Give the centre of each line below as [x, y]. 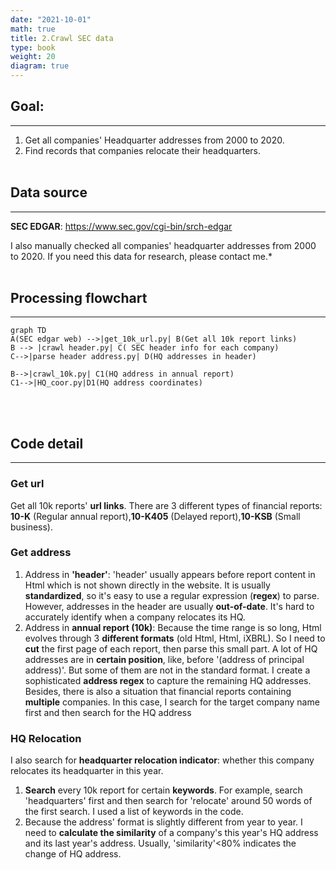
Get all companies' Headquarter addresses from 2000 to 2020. [154, 140]
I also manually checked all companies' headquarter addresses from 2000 [163, 245]
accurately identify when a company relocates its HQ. [135, 617]
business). [31, 527]
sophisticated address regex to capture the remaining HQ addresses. [168, 680]
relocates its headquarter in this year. [87, 771]
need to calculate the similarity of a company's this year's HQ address [171, 833]
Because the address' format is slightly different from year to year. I [163, 822]
